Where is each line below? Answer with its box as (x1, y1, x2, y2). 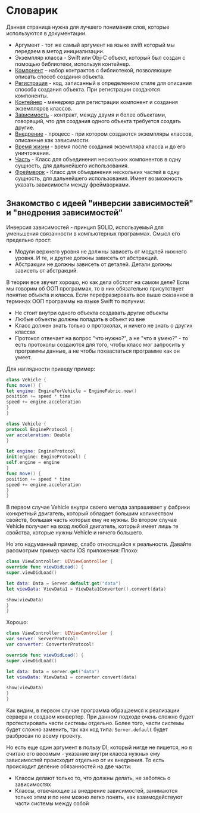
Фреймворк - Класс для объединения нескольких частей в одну (14, 168, 180, 175)
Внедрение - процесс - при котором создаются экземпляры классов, (14, 130, 193, 137)
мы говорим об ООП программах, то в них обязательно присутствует (6, 285, 185, 292)
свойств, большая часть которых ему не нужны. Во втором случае (6, 516, 177, 524)
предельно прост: (6, 236, 52, 243)
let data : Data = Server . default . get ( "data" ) (6, 580, 121, 586)
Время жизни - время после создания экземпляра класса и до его (14, 143, 186, 150)
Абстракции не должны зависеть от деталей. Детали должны (14, 261, 173, 268)
